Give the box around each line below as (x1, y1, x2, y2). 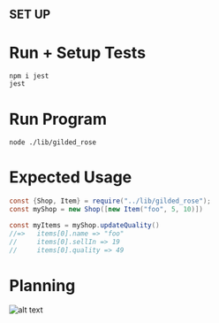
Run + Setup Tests (9, 42, 147, 63)
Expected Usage (9, 167, 132, 188)
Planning (9, 275, 76, 296)
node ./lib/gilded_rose (9, 138, 97, 147)
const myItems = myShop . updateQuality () (9, 220, 161, 229)
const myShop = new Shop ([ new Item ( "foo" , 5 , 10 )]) (9, 205, 203, 214)
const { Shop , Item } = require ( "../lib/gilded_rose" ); (9, 196, 212, 206)
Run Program (9, 109, 108, 129)
